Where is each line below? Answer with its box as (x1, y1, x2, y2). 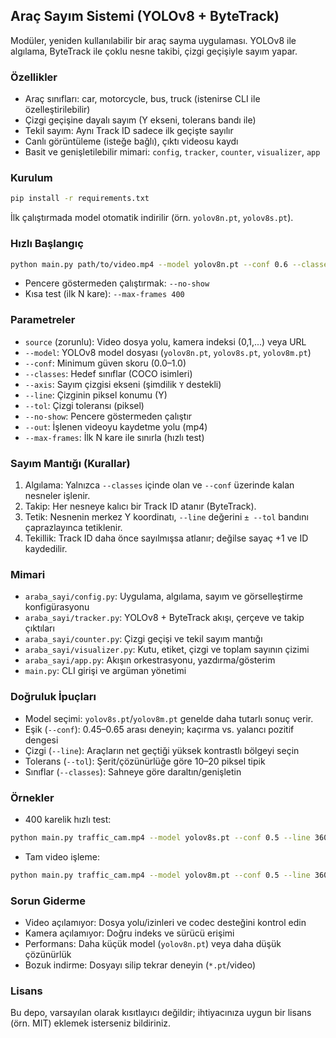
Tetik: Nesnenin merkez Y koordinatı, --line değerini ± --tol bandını (24, 511, 309, 523)
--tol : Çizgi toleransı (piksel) (24, 399, 145, 411)
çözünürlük (24, 948, 72, 960)
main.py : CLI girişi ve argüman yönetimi (24, 665, 187, 677)
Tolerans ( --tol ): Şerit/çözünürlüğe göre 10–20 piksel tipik (24, 755, 266, 767)
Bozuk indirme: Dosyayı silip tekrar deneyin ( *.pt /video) (24, 959, 257, 971)
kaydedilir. (24, 543, 68, 555)
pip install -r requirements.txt (10, 194, 150, 204)
